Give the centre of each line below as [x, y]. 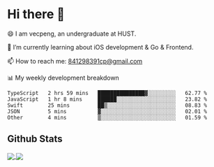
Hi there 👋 [36, 14]
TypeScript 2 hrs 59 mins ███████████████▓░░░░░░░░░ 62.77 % [107, 93]
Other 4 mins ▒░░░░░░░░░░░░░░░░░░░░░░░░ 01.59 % [107, 117]
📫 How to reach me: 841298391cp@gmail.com [75, 61]
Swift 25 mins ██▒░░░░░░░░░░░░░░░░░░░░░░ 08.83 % [107, 105]
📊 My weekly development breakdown [63, 78]
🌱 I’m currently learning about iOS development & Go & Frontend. [100, 47]
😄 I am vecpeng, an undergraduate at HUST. [72, 34]
